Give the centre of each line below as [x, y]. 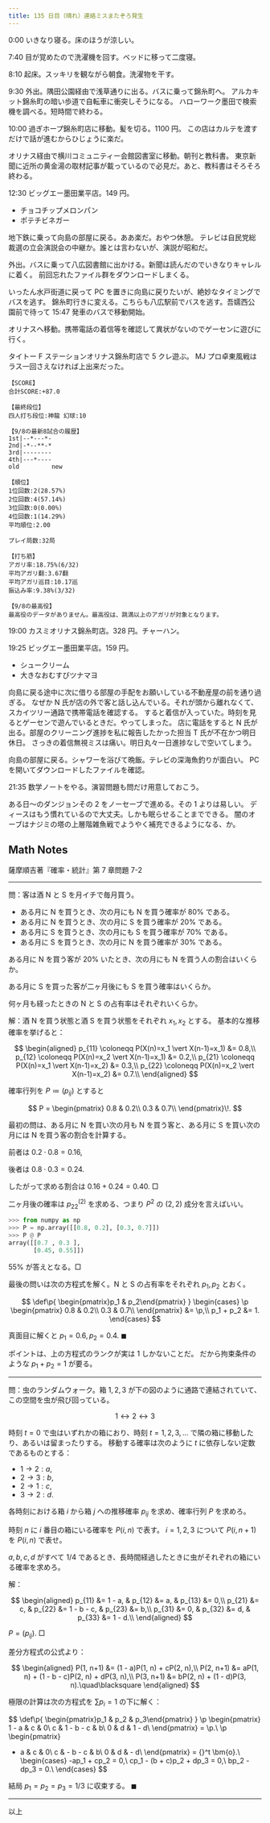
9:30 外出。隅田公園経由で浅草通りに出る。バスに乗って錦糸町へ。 [119, 91]
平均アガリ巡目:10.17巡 [43, 582]
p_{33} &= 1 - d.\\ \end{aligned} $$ [135, 1617]
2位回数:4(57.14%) [37, 499]
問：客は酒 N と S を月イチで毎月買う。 [74, 895]
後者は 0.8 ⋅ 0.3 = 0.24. [47, 1169]
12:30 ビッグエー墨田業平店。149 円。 [71, 193]
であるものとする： [40, 1453]
